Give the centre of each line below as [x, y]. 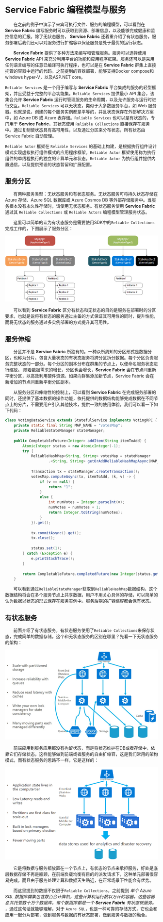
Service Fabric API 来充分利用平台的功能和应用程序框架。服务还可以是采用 [80, 59]
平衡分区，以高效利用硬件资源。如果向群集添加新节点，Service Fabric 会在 [80, 376]
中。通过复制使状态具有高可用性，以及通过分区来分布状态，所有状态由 [75, 130]
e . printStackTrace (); [53, 559]
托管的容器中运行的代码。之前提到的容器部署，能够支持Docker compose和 [80, 71]
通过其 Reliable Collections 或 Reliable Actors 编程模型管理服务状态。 [77, 212]
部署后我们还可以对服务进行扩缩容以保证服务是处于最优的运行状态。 [77, 42]
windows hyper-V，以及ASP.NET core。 [45, 77]
